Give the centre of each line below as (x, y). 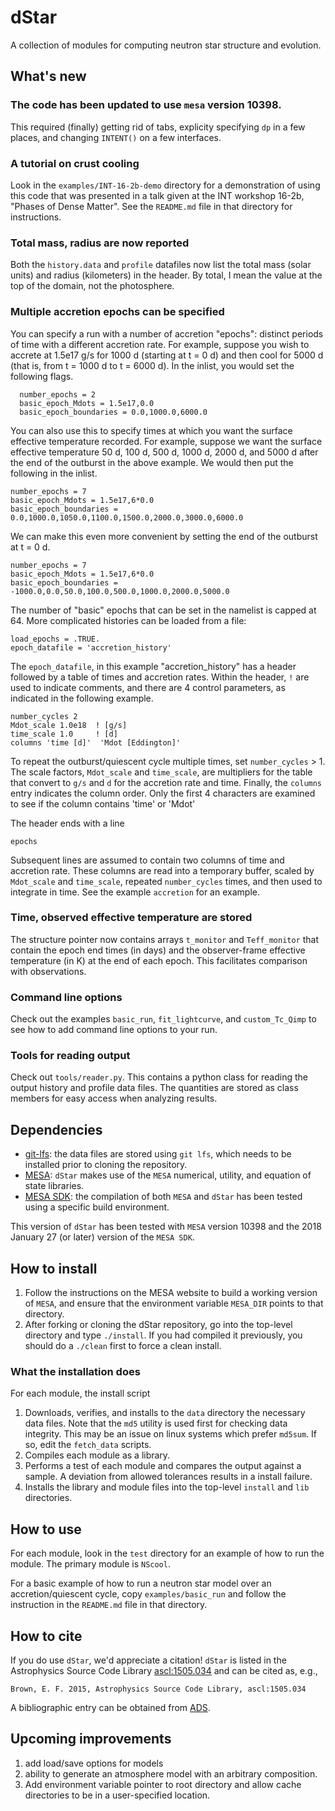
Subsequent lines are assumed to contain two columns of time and (147, 860)
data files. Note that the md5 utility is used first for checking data (156, 1423)
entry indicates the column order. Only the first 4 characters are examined (163, 793)
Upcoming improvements (91, 1739)
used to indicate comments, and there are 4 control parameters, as (148, 687)
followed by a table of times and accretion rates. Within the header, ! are (160, 677)
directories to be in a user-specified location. (117, 1795)
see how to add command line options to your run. (114, 1030)
